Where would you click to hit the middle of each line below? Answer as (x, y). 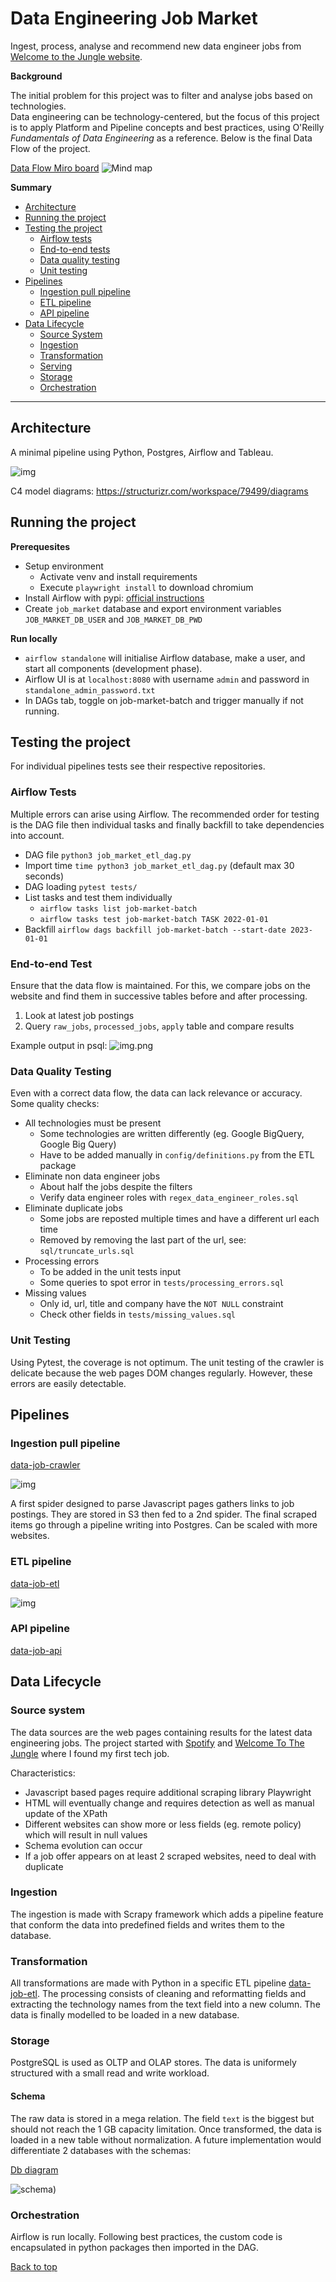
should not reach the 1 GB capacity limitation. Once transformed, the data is (166, 2129)
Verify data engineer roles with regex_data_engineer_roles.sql (169, 1198)
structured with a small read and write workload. (110, 2073)
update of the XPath (66, 1813)
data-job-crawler (45, 1465)
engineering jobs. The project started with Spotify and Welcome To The (157, 1743)
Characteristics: (43, 1773)
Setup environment (64, 566)
